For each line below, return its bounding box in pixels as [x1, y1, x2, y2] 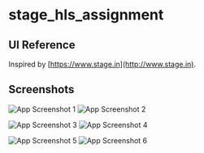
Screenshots [8, 83, 75, 96]
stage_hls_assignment [8, 6, 164, 24]
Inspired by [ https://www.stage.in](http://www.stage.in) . [8, 59, 197, 69]
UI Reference [8, 38, 76, 52]
